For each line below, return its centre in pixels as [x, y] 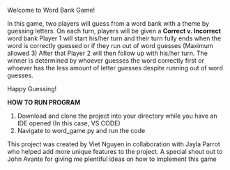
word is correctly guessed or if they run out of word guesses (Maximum [110, 46]
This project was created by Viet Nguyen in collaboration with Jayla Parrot [114, 144]
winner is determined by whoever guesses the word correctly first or [106, 61]
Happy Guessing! [32, 89]
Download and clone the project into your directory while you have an [117, 116]
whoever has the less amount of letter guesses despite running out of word [115, 68]
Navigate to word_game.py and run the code [81, 131]
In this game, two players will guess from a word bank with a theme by [108, 23]
